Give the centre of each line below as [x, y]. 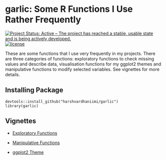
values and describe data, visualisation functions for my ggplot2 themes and [83, 64]
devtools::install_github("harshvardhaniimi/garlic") [62, 102]
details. [13, 74]
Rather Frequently [43, 20]
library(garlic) [22, 106]
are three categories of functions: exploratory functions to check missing [80, 58]
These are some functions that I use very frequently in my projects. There [80, 53]
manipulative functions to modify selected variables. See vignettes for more [82, 69]
